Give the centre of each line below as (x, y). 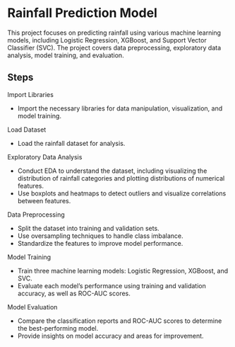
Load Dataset (27, 130)
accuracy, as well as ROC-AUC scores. (74, 293)
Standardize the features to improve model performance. (100, 243)
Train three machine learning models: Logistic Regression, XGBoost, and (122, 271)
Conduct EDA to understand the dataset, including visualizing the (112, 171)
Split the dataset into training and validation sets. (89, 228)
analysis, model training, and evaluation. (66, 55)
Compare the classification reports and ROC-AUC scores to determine (120, 321)
